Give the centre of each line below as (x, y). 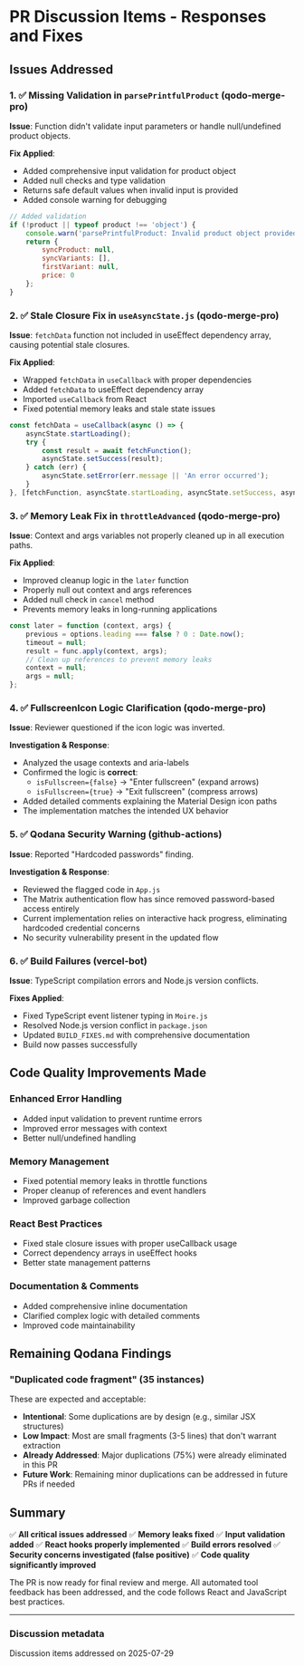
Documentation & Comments (74, 1286)
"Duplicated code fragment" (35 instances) (107, 1379)
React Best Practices (56, 1223)
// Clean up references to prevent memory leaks (119, 660)
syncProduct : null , (79, 250)
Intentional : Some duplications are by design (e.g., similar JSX (139, 1417)
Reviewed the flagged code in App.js (91, 889)
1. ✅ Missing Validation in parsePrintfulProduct (114, 95)
